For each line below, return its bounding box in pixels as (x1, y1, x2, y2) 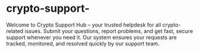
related (6, 27, 24, 34)
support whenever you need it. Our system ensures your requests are (6, 34, 177, 41)
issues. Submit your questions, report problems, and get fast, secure (24, 27, 194, 34)
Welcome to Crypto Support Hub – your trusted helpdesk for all (6, 21, 161, 28)
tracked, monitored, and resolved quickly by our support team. (6, 40, 160, 47)
